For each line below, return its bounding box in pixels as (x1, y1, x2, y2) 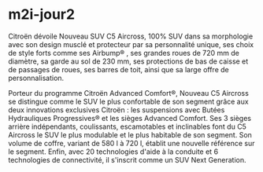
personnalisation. (8, 73, 65, 82)
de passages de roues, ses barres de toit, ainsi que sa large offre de (8, 64, 230, 74)
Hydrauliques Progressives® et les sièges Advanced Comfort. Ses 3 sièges (8, 113, 252, 123)
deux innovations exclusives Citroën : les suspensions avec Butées (8, 104, 225, 115)
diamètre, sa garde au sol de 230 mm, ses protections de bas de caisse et (8, 57, 249, 66)
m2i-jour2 (8, 5, 76, 24)
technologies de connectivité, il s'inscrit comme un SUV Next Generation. (8, 155, 246, 164)
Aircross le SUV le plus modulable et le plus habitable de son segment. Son (8, 130, 252, 139)
